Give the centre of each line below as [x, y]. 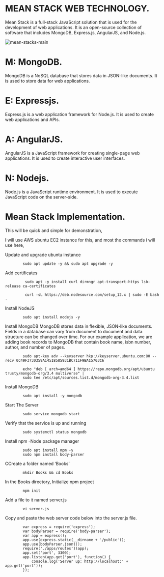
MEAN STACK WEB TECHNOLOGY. [77, 9]
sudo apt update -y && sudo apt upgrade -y [68, 263]
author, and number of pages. [35, 347]
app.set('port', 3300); [47, 553]
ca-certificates [39, 286]
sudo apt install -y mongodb [53, 396]
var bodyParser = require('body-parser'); [67, 531]
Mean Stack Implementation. [65, 216]
